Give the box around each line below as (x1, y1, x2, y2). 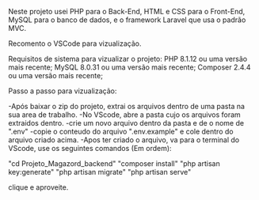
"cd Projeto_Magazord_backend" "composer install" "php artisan (8, 159, 220, 168)
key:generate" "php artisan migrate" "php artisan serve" (8, 168, 192, 176)
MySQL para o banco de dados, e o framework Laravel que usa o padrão (8, 15, 246, 25)
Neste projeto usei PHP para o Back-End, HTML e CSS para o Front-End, (8, 7, 246, 16)
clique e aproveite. (8, 183, 69, 192)
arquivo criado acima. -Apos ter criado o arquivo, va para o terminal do (8, 135, 240, 145)
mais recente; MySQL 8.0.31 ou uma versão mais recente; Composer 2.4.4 (8, 62, 251, 72)
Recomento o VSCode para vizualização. (8, 39, 142, 48)
